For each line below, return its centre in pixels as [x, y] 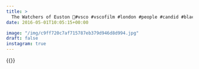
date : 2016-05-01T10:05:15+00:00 [47, 22]
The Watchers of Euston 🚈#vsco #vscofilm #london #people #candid [95, 17]
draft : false [22, 39]
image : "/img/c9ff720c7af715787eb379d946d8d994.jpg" [73, 33]
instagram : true [26, 44]
